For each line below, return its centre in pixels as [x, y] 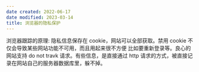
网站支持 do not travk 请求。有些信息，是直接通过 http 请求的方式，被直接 [97, 56]
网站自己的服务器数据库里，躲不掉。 [61, 63]
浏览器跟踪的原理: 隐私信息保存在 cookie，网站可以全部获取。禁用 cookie [96, 41]
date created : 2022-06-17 [38, 12]
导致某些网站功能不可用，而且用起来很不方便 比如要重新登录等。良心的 [104, 48]
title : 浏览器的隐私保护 [33, 23]
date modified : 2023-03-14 [40, 17]
